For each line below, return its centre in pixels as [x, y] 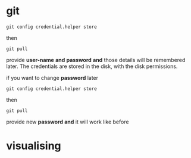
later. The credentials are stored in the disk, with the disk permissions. [92, 66]
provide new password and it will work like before [68, 122]
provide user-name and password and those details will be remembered [96, 60]
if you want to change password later [52, 78]
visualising [34, 146]
